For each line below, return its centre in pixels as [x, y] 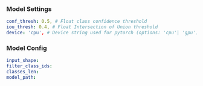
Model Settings [29, 9]
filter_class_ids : [29, 66]
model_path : [21, 77]
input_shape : [23, 61]
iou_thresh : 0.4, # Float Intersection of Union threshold [82, 27]
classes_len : [23, 72]
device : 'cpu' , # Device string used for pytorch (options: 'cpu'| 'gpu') [102, 33]
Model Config [27, 48]
